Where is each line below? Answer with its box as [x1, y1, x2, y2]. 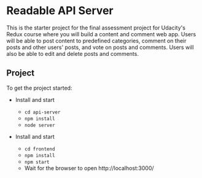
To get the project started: [6, 84, 72, 91]
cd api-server [24, 109, 61, 115]
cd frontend [24, 145, 55, 152]
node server [24, 122, 55, 128]
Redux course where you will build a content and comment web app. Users [6, 30, 196, 37]
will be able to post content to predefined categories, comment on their [6, 37, 187, 44]
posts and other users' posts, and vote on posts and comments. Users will [6, 44, 195, 51]
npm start [24, 159, 50, 165]
